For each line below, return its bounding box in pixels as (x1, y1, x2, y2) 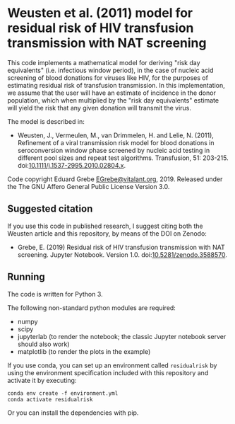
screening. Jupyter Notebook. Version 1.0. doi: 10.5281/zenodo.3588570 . (17, 250, 228, 259)
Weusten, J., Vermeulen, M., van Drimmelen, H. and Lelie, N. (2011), (17, 131, 214, 139)
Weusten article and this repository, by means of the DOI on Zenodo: (7, 229, 207, 238)
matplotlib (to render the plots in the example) (17, 347, 151, 355)
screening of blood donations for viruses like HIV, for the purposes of (7, 73, 208, 82)
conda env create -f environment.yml (7, 389, 119, 397)
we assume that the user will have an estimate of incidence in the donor (7, 88, 217, 97)
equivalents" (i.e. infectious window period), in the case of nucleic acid (7, 66, 214, 74)
